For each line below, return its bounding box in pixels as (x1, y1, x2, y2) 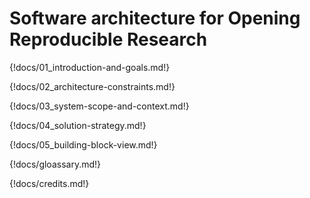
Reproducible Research (9, 28, 208, 51)
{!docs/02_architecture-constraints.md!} (9, 80, 176, 92)
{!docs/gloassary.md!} (9, 158, 102, 170)
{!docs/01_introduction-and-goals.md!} (9, 61, 171, 73)
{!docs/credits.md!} (9, 177, 90, 189)
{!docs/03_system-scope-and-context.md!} (9, 100, 190, 112)
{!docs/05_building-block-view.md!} (9, 138, 158, 151)
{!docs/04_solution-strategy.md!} (9, 119, 147, 131)
